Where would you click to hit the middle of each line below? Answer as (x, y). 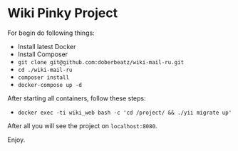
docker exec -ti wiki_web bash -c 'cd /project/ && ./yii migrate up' (125, 113)
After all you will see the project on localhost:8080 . (83, 125)
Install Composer (43, 54)
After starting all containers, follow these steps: (77, 98)
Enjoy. (16, 140)
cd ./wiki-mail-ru (45, 70)
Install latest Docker (47, 46)
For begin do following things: (51, 33)
